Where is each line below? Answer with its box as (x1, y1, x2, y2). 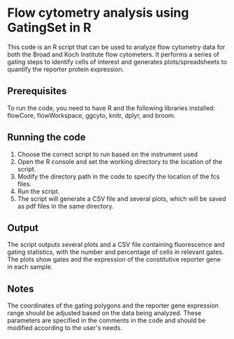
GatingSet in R (7, 20, 92, 36)
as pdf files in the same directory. (17, 202, 114, 210)
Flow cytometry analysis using (7, 5, 189, 21)
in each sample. (7, 263, 53, 271)
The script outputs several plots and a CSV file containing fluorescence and (7, 241, 225, 249)
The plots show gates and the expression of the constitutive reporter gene (7, 255, 221, 264)
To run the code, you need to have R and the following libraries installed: (7, 103, 215, 112)
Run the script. (17, 187, 60, 195)
